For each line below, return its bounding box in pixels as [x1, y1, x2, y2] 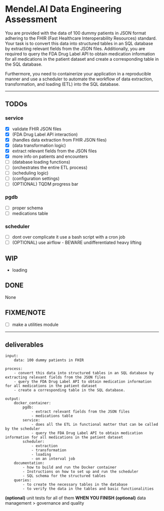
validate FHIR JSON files [12, 126, 62, 132]
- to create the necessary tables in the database [22, 482, 128, 487]
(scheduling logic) [12, 170, 49, 176]
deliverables [5, 341, 44, 349]
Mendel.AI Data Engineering [5, 3, 122, 15]
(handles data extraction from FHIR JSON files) [12, 137, 107, 143]
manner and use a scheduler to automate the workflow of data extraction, [5, 76, 153, 82]
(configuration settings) [12, 175, 60, 182]
